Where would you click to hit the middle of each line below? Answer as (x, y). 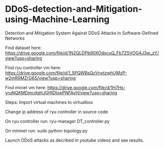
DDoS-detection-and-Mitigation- (74, 9)
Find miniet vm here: (26, 87)
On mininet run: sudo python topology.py (47, 130)
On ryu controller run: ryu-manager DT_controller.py (58, 121)
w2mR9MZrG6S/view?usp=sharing (40, 78)
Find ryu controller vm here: (33, 68)
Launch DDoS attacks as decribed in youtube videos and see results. (75, 140)
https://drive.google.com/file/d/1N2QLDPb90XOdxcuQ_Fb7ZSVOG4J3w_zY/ (82, 53)
